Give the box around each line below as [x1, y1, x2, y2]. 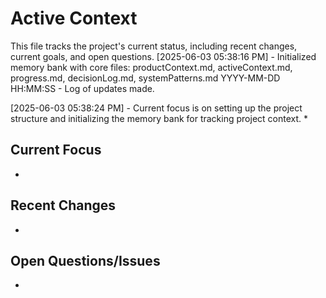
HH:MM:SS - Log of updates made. [10, 82, 155, 94]
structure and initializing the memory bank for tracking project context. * [10, 112, 308, 124]
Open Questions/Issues [10, 252, 161, 269]
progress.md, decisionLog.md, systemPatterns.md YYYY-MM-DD [10, 72, 281, 84]
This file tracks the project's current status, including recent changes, [10, 40, 298, 52]
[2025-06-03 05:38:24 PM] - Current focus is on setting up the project [10, 102, 303, 114]
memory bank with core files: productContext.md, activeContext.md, [10, 61, 293, 73]
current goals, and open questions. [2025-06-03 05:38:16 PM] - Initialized [10, 50, 317, 62]
